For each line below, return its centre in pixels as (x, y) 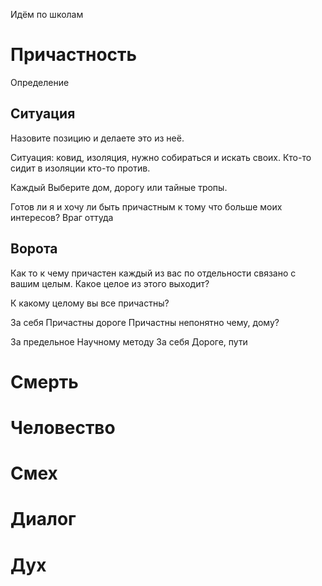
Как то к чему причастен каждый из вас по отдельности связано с (153, 273)
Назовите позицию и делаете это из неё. (97, 138)
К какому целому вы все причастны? (90, 303)
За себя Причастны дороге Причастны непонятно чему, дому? (145, 322)
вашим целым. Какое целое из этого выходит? (110, 283)
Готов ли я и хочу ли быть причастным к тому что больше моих (146, 206)
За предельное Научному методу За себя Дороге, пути (129, 341)
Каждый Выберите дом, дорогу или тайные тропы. (119, 187)
